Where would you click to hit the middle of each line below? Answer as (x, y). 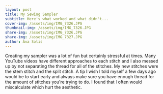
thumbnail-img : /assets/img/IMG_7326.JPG (48, 28)
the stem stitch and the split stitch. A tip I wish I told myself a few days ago (81, 71)
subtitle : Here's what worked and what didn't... (57, 19)
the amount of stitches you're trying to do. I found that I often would (74, 82)
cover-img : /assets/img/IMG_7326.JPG (44, 23)
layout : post (18, 10)
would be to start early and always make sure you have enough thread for (80, 76)
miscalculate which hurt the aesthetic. (43, 87)
